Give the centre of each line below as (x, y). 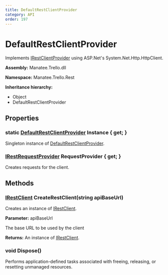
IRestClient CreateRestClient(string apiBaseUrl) (64, 198)
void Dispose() (23, 250)
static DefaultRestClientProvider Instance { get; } (66, 132)
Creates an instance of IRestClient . (41, 208)
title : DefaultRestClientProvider (41, 10)
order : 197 (17, 19)
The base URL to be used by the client (45, 228)
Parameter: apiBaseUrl (29, 218)
